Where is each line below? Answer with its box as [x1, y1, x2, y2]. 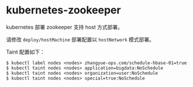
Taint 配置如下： [6, 48, 46, 55]
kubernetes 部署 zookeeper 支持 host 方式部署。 [6, 23, 123, 30]
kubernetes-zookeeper [6, 4, 121, 17]
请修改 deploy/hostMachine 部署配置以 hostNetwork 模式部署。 [6, 36, 155, 43]
